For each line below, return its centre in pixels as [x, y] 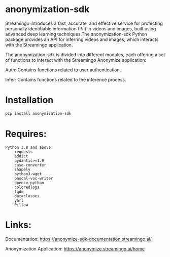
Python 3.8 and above [28, 147]
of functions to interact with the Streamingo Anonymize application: [76, 60]
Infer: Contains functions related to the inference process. [66, 79]
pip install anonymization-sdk [38, 113]
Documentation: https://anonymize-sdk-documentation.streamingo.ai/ [79, 239]
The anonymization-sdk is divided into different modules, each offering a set [85, 55]
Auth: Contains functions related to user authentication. [63, 70]
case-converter [30, 165]
